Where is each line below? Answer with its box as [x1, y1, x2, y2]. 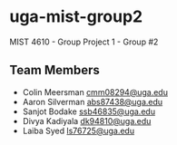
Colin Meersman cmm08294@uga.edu [22, 86, 168, 97]
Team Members [9, 63, 100, 78]
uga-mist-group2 [9, 6, 143, 27]
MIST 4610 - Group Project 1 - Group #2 [9, 36, 159, 47]
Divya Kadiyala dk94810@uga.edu [22, 115, 152, 126]
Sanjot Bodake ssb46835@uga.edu [22, 106, 156, 117]
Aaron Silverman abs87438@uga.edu [22, 96, 163, 107]
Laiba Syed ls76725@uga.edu [22, 125, 134, 136]
